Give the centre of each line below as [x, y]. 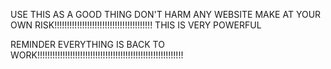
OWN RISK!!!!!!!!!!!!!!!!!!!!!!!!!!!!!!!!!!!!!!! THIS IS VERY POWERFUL [136, 25]
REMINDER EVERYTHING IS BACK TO [87, 44]
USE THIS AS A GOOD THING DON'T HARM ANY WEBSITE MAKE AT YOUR [166, 14]
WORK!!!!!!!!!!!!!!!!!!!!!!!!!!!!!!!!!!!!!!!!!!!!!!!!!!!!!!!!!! [97, 55]
